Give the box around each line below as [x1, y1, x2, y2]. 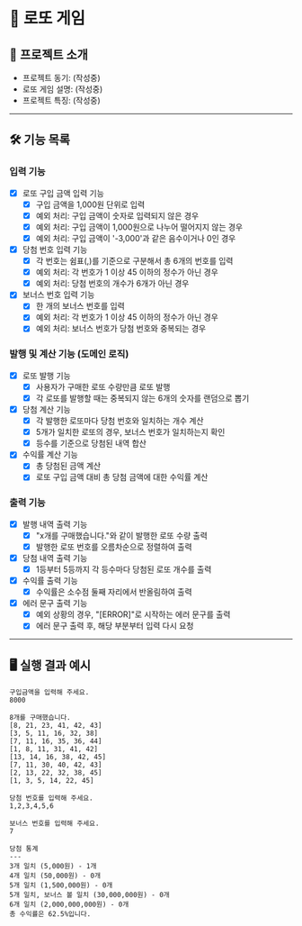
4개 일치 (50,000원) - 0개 [9, 871, 102, 881]
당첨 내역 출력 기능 [22, 552, 88, 563]
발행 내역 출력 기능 [22, 519, 88, 530]
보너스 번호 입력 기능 [22, 289, 95, 300]
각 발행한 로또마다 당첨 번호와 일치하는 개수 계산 [35, 415, 204, 426]
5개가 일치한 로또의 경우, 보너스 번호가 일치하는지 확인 [35, 427, 226, 438]
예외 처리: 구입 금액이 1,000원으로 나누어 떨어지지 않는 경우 [35, 222, 244, 232]
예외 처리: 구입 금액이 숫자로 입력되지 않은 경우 [35, 210, 200, 221]
